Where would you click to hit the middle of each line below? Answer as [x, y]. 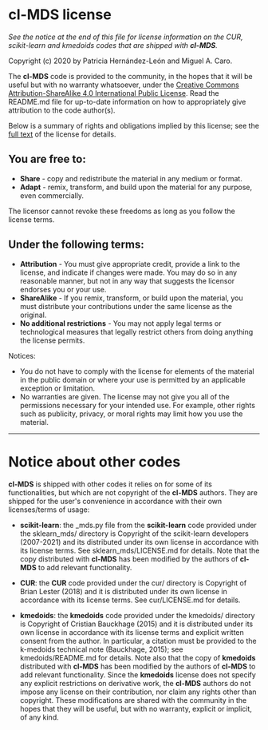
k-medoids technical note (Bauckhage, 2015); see [101, 649]
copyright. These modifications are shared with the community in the [133, 700]
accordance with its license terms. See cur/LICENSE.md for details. [130, 600]
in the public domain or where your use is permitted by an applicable [132, 379]
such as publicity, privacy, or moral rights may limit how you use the [131, 414]
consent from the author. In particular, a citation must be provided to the [138, 641]
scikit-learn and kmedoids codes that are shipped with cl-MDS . [113, 45]
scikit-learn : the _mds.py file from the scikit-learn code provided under [138, 525]
